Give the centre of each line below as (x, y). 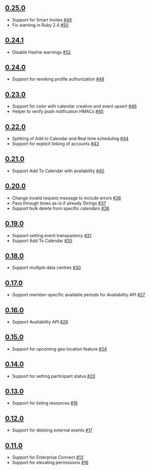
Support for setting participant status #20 (54, 376)
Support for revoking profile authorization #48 (58, 79)
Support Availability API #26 (40, 322)
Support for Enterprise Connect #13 (48, 457)
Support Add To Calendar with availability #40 (58, 171)
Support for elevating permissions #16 (50, 462)
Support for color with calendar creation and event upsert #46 (74, 106)
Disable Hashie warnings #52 (42, 52)
